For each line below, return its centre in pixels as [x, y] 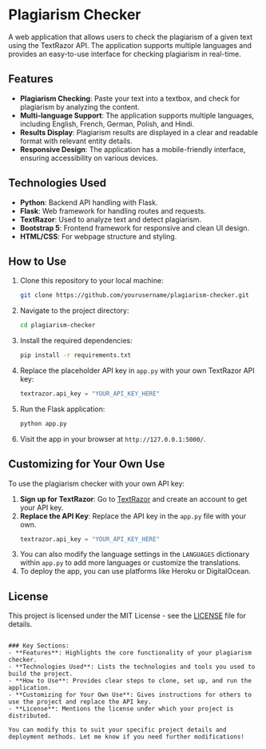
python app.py [43, 423]
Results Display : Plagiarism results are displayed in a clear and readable [139, 132]
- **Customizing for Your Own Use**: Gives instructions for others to [130, 695]
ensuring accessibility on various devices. [89, 158]
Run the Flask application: [62, 409]
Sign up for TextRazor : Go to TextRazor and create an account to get [133, 499]
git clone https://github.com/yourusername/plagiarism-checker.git [134, 295]
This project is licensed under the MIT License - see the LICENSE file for [127, 616]
